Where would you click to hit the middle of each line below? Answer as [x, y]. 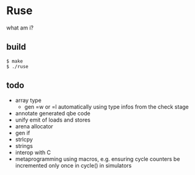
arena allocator [34, 126]
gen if [23, 133]
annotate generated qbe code [53, 113]
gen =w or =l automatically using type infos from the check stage [107, 107]
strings [24, 146]
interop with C [33, 152]
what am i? [20, 28]
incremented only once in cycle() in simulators [73, 165]
